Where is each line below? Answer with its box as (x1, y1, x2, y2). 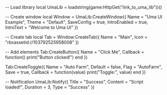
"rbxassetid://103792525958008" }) (5, 39, 79, 45)
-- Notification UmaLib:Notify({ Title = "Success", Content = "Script (5, 79, 144, 85)
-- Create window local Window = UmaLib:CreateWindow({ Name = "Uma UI (5, 14, 163, 19)
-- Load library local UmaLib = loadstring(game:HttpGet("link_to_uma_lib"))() (5, 4, 162, 10)
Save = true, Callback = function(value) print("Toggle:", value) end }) (5, 69, 146, 75)
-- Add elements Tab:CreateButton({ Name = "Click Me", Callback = (5, 49, 145, 55)
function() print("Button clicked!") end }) (5, 54, 88, 60)
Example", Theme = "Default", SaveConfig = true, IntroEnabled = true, (5, 19, 149, 25)
